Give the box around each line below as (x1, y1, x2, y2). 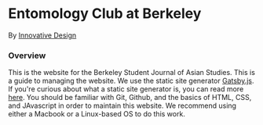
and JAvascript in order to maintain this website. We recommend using (8, 101, 237, 110)
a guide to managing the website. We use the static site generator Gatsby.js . (8, 76, 254, 86)
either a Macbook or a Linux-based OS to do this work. (8, 109, 186, 119)
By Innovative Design (8, 30, 77, 40)
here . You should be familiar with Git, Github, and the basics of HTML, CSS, (8, 93, 252, 102)
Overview (8, 50, 46, 61)
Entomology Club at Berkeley (8, 5, 202, 23)
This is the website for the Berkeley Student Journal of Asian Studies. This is (8, 68, 255, 77)
